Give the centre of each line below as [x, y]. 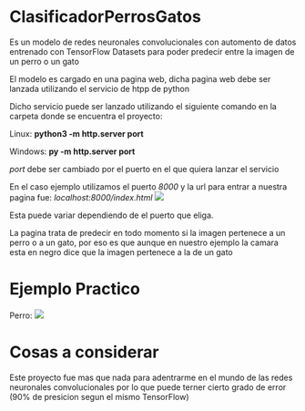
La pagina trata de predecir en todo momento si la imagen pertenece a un [147, 232]
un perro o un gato [45, 61]
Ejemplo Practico [75, 289]
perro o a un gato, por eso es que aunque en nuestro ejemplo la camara [144, 242]
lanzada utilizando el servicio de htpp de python [99, 88]
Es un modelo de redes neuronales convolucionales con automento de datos [153, 42]
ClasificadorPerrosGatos [106, 17]
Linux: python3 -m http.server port [76, 133]
